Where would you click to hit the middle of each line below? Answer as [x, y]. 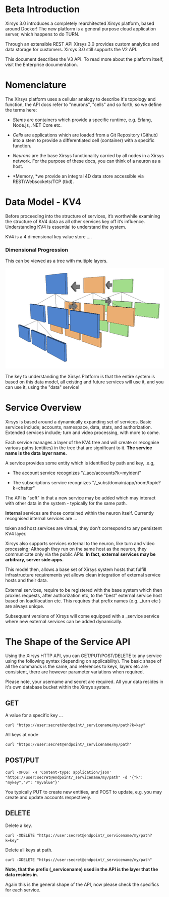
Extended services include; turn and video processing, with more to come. [83, 433]
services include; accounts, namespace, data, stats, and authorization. [79, 427]
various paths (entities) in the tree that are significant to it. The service [79, 448]
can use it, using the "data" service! [42, 387]
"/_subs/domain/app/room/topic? [126, 482]
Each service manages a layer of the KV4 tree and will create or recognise [82, 442]
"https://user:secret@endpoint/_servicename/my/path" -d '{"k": [74, 778]
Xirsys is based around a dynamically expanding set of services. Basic [78, 421]
